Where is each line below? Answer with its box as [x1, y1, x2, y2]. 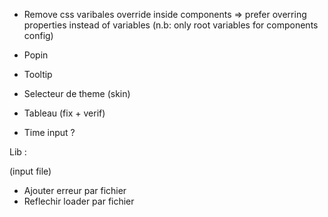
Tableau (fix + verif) [23, 107, 106, 119]
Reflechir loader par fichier [23, 195, 135, 207]
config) [23, 30, 54, 41]
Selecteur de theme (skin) [23, 88, 131, 99]
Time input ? [23, 127, 76, 138]
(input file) [9, 165, 52, 177]
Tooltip [23, 69, 53, 80]
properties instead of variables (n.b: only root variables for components [23, 19, 319, 31]
